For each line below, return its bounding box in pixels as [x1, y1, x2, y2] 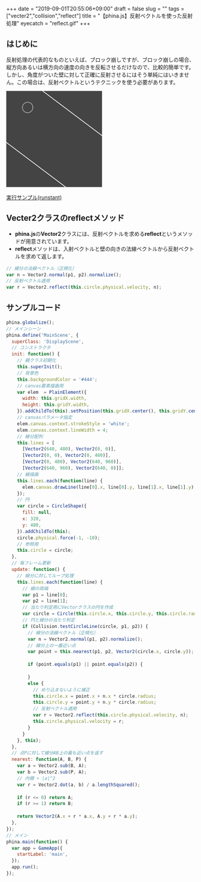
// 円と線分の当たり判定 [22, 617, 75, 623]
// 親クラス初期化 [17, 357, 57, 364]
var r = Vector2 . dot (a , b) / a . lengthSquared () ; [17, 782, 141, 788]
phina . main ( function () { [6, 839, 68, 845]
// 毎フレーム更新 [11, 560, 51, 566]
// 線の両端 [22, 585, 48, 591]
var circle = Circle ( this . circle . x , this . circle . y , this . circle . [22, 611, 189, 617]
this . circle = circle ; [17, 548, 74, 554]
